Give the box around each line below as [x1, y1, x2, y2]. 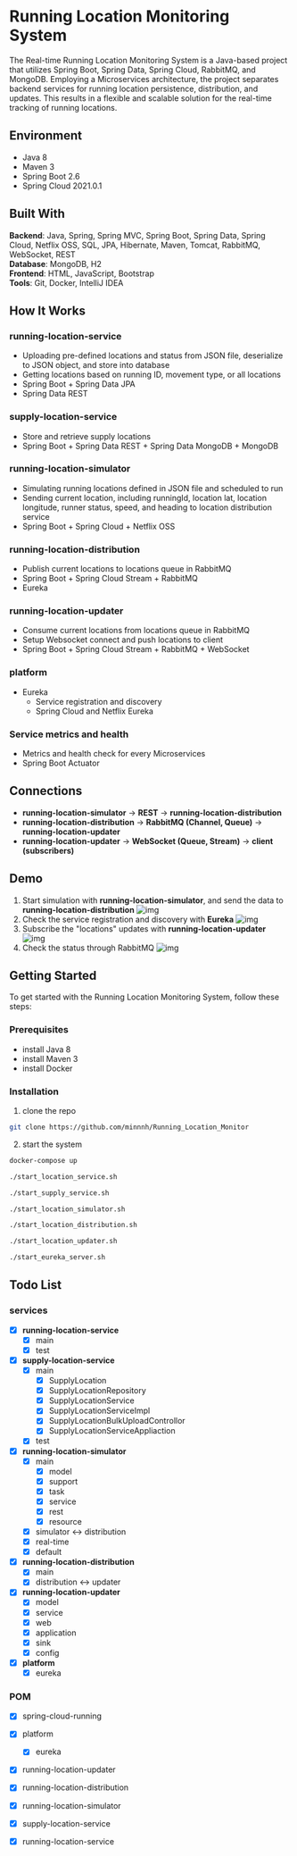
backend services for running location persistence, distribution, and [9, 83, 259, 94]
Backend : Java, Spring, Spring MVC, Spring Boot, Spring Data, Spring [9, 230, 266, 240]
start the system [21, 1139, 83, 1150]
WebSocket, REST [9, 248, 76, 260]
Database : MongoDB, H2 [9, 258, 103, 269]
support [48, 1476, 78, 1486]
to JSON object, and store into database [21, 360, 170, 371]
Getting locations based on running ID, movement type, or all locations [21, 369, 281, 380]
